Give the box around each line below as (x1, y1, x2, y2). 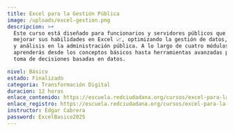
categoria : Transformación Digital (7, 81, 111, 88)
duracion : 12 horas (7, 88, 64, 95)
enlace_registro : (7, 100, 58, 108)
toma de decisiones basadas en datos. (13, 56, 127, 63)
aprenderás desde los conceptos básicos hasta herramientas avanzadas (13, 49, 223, 56)
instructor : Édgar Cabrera (7, 107, 86, 114)
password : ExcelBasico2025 (7, 114, 86, 121)
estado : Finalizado (7, 75, 64, 82)
